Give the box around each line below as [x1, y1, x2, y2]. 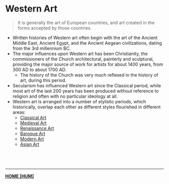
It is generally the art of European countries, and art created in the [17, 20, 155, 26]
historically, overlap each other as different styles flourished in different [12, 104, 161, 110]
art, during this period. [20, 77, 67, 83]
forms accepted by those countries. [17, 25, 92, 31]
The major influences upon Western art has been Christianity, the [12, 51, 148, 57]
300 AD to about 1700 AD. [12, 66, 67, 73]
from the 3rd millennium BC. [12, 45, 71, 51]
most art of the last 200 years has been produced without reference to [12, 88, 159, 94]
